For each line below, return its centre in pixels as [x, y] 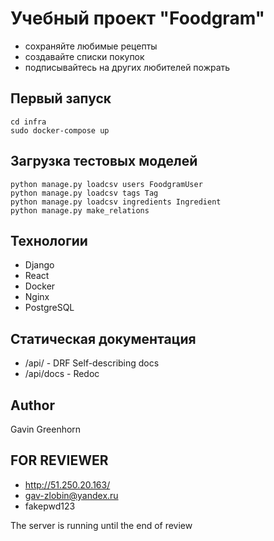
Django [39, 265]
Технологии [49, 240]
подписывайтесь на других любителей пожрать [127, 67]
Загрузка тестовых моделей [104, 161]
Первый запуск [61, 98]
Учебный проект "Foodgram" [138, 18]
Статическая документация [103, 338]
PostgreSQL [49, 308]
